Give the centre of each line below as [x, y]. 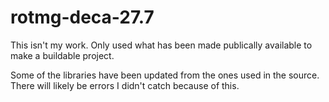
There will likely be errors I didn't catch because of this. [125, 85]
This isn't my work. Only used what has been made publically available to [161, 45]
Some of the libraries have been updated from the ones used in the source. [165, 75]
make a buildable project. [62, 55]
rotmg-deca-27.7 [82, 17]
